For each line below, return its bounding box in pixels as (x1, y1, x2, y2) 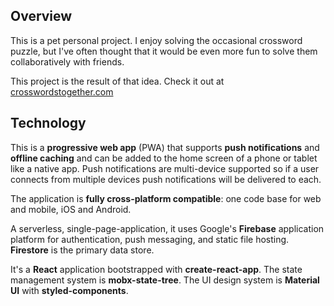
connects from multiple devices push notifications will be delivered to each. (10, 173, 322, 185)
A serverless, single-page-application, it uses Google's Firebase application (10, 222, 325, 234)
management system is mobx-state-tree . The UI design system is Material (10, 274, 320, 286)
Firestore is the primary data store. (10, 244, 155, 256)
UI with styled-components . (10, 284, 129, 296)
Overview (10, 8, 73, 25)
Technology (10, 115, 87, 132)
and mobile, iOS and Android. (10, 203, 132, 215)
